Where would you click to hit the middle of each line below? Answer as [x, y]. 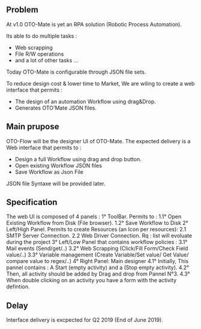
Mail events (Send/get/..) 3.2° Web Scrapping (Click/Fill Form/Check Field [97, 249]
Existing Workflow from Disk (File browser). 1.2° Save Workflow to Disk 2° [97, 223]
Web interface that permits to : [44, 147]
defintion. [18, 286]
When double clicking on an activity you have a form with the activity [91, 280]
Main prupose [33, 127]
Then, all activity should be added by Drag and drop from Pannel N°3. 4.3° [98, 274]
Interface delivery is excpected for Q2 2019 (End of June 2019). [85, 320]
